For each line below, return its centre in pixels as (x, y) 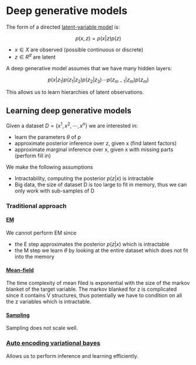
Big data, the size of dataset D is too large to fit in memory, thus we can (101, 184)
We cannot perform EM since (41, 233)
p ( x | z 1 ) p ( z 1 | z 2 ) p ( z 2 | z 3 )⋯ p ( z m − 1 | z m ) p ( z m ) (98, 80)
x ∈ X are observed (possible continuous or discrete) (79, 49)
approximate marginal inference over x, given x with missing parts (94, 149)
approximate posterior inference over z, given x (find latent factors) (95, 143)
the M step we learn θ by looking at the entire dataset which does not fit (101, 250)
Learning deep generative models (69, 110)
